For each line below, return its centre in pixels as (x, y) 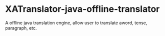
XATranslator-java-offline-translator (82, 9)
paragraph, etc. (21, 28)
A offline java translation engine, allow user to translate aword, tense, (76, 23)
